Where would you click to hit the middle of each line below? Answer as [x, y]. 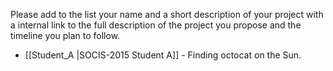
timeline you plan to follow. [65, 35]
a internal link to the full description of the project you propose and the [156, 25]
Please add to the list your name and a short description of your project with [167, 14]
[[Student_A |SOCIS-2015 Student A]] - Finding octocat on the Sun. [163, 55]
